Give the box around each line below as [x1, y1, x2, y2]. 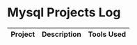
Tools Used [88, 29, 127, 39]
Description [41, 29, 81, 39]
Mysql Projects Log [7, 5, 121, 20]
